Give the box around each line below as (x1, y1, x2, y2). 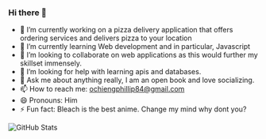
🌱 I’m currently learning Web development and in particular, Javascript (19, 42, 251, 51)
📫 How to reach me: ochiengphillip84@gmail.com (19, 85, 185, 94)
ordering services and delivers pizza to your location (19, 33, 192, 43)
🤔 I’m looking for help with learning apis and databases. (19, 67, 202, 77)
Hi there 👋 (8, 7, 48, 18)
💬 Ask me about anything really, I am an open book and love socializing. (19, 75, 255, 85)
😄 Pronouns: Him (19, 96, 78, 105)
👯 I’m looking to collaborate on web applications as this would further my (19, 51, 258, 60)
